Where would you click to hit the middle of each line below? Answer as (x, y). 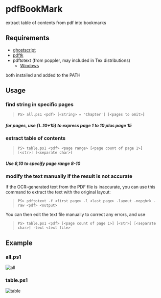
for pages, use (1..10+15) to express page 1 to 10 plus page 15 (69, 126)
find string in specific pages (40, 105)
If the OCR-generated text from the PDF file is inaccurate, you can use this (80, 187)
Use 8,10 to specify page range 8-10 (43, 163)
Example (19, 243)
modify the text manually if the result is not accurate (69, 176)
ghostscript (24, 50)
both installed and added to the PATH (43, 75)
